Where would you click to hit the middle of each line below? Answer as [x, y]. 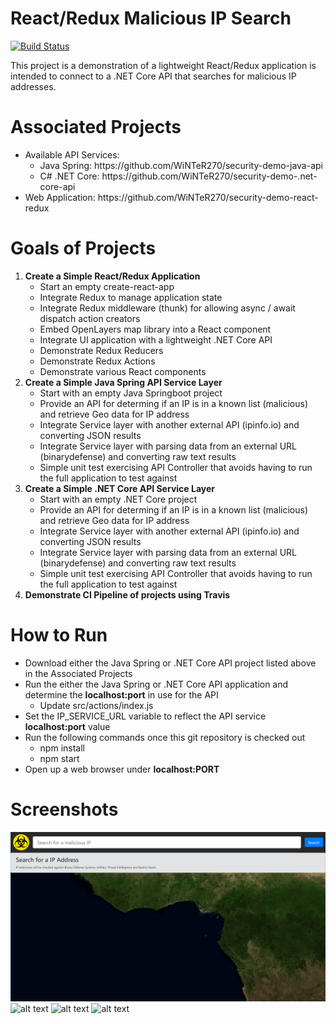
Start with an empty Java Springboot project [131, 393]
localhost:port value [67, 726]
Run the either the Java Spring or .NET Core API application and [156, 684]
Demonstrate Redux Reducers [101, 350]
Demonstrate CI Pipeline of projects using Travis [127, 594]
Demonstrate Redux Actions [97, 361]
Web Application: [60, 197]
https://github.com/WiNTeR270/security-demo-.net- [209, 176]
